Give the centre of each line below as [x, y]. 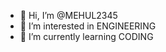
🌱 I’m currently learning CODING [86, 36]
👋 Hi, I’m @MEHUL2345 [68, 15]
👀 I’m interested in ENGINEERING [88, 26]
